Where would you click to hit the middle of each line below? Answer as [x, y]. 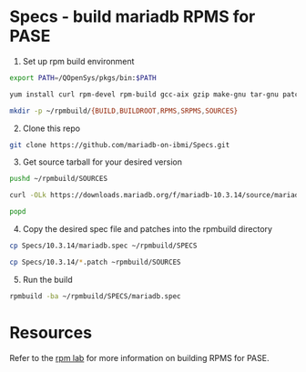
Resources [51, 332]
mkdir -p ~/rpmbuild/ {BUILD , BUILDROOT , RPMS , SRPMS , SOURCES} [124, 111]
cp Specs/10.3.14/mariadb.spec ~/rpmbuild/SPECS [103, 246]
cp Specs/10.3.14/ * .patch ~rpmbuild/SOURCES [95, 262]
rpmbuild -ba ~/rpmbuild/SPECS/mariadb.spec [95, 296]
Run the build [47, 279]
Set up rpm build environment [78, 61]
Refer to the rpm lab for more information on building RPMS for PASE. [139, 357]
